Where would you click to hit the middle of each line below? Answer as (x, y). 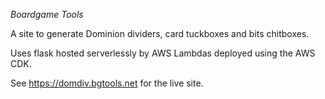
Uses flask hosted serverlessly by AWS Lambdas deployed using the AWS (163, 53)
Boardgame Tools (47, 14)
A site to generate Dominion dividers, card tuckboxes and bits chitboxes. (160, 33)
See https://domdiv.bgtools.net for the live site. (107, 83)
